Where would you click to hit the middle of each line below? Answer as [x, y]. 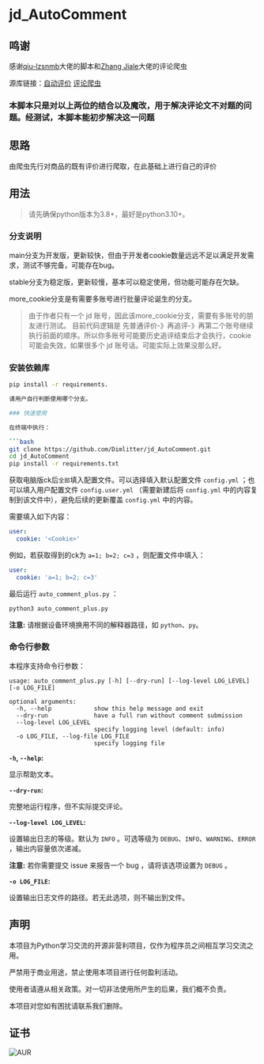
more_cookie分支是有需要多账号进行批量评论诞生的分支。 [103, 298]
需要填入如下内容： [40, 517]
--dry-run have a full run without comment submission [130, 715]
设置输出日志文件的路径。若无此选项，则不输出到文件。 [99, 897]
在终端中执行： [30, 427]
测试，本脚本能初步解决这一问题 [94, 117]
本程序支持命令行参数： [47, 666]
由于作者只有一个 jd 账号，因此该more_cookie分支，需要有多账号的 [137, 315]
